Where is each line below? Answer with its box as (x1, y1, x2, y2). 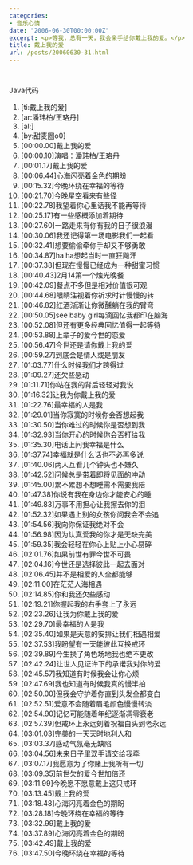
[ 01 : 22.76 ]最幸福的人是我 (20, 400, 103, 409)
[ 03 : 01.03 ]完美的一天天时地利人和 (20, 729, 132, 738)
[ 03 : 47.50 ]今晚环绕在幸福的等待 (20, 848, 125, 858)
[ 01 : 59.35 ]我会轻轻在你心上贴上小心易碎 (20, 540, 152, 548)
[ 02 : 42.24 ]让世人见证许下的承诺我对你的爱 (20, 659, 162, 668)
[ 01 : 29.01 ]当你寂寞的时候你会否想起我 (20, 410, 144, 419)
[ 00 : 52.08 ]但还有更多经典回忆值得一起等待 (20, 320, 161, 329)
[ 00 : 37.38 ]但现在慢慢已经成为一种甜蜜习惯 (20, 261, 160, 269)
